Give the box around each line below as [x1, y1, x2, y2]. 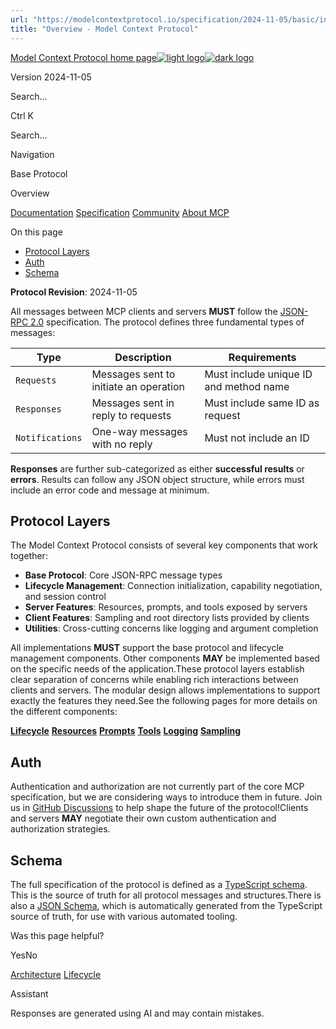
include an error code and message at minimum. [10, 484, 210, 496]
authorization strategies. [10, 823, 111, 835]
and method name [204, 379, 290, 393]
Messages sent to [91, 367, 176, 381]
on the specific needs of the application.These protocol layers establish [10, 663, 305, 675]
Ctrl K [10, 109, 35, 121]
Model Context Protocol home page [10, 51, 158, 63]
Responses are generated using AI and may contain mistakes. [10, 1007, 265, 1019]
